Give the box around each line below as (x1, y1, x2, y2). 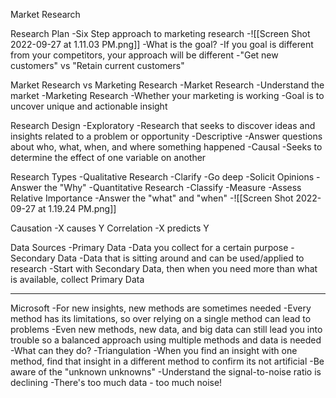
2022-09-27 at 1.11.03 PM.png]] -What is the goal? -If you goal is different (10, 39, 314, 50)
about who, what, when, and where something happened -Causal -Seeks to (10, 141, 323, 153)
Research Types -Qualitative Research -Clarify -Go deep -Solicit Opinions (10, 171, 315, 183)
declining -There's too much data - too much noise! (10, 377, 223, 388)
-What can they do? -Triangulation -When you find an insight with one (10, 345, 298, 356)
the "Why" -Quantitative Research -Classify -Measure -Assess (43, 182, 302, 193)
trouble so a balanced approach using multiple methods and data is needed (10, 334, 322, 346)
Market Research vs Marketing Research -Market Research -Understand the (10, 79, 325, 91)
